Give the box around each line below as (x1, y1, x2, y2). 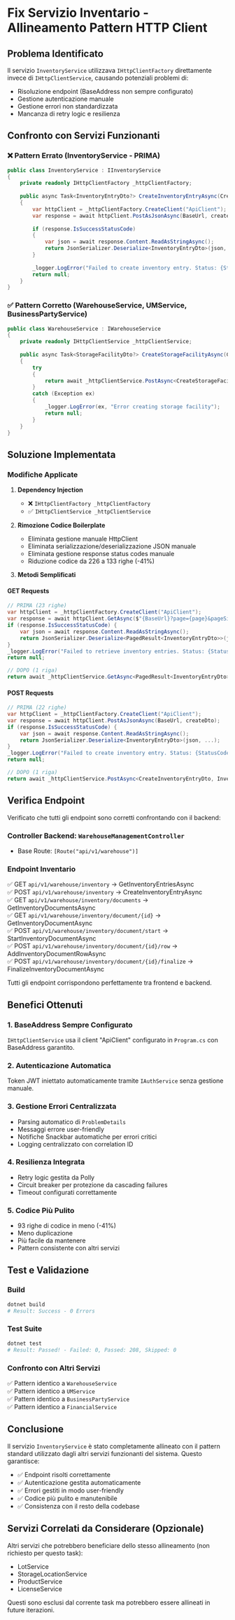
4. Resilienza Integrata (7, 1157, 85, 1167)
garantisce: (7, 1457, 40, 1465)
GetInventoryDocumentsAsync (7, 904, 96, 912)
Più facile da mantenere (17, 1236, 86, 1245)
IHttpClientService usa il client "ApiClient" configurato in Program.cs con (7, 1035, 219, 1044)
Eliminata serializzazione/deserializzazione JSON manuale (27, 542, 197, 551)
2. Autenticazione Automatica (7, 1060, 112, 1070)
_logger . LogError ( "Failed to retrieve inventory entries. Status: (7, 648, 205, 655)
